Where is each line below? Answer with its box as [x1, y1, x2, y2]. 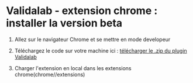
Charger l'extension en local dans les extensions [14, 64, 132, 71]
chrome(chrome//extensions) [14, 71, 85, 78]
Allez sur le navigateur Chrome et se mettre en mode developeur [14, 36, 171, 43]
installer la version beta [6, 16, 123, 30]
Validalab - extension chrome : [6, 4, 158, 18]
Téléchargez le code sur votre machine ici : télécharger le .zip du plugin [14, 47, 187, 54]
